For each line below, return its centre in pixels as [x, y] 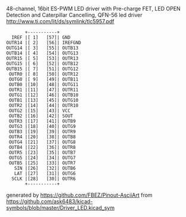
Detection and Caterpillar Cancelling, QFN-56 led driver [74, 15]
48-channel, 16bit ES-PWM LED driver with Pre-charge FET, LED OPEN [93, 9]
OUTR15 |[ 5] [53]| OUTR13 [42, 59]
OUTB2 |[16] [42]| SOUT [41, 116]
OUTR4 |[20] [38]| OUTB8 [42, 137]
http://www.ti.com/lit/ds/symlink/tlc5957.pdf [60, 21]
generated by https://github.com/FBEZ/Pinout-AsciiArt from [80, 195]
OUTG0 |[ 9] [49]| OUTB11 [44, 80]
